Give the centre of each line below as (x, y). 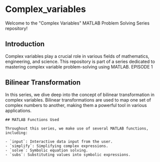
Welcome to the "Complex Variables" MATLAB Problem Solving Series (77, 23)
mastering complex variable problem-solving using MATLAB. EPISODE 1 (79, 66)
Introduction (25, 44)
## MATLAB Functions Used (32, 119)
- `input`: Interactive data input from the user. (59, 141)
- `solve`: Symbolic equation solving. (47, 150)
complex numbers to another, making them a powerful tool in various (76, 105)
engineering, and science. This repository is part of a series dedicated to (80, 61)
